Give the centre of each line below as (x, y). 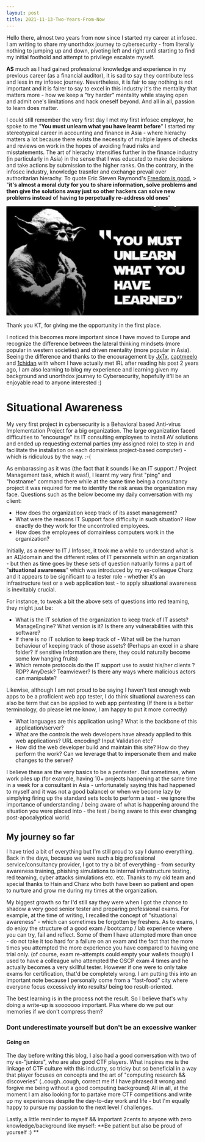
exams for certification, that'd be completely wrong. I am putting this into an (102, 974)
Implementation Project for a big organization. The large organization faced (101, 431)
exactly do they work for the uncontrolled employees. (82, 526)
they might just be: (30, 608)
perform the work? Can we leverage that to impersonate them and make (106, 754)
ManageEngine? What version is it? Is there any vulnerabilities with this (104, 626)
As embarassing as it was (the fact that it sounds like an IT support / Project (102, 469)
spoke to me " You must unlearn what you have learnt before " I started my (101, 126)
